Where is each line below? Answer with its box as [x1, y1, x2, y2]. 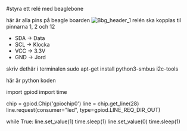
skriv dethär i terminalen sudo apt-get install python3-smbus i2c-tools [6, 65, 179, 72]
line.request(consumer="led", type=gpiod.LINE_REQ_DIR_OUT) [6, 106, 161, 113]
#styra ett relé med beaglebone [6, 5, 84, 12]
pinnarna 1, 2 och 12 [6, 23, 55, 30]
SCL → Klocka [14, 41, 50, 48]
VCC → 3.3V [14, 47, 46, 54]
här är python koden [6, 77, 57, 84]
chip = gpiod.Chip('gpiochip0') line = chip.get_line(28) [6, 100, 139, 107]
